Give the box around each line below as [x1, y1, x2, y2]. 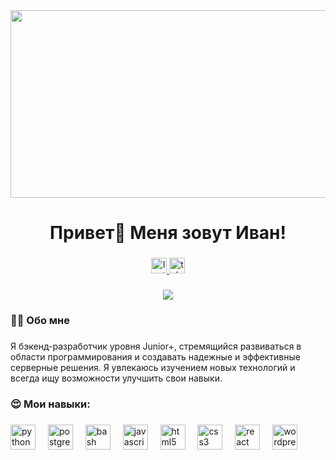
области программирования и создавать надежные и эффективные [10, 350, 301, 363]
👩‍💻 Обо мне [10, 313, 71, 327]
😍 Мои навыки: [10, 397, 91, 411]
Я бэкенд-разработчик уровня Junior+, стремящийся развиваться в [10, 340, 302, 352]
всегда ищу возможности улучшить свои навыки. [10, 372, 223, 384]
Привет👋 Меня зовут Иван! [49, 222, 287, 244]
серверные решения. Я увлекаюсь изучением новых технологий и [10, 361, 296, 373]
